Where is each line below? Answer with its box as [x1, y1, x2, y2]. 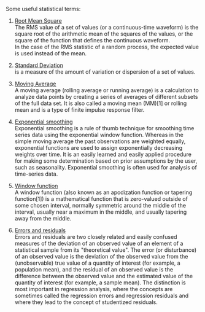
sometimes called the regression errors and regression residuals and [14, 292, 189, 299]
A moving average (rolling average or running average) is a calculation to [14, 87, 199, 94]
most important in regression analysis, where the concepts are [14, 286, 173, 292]
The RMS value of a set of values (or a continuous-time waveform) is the [14, 24, 199, 31]
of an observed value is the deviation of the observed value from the [14, 253, 188, 260]
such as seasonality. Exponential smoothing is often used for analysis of [14, 164, 197, 171]
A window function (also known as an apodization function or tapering [14, 189, 193, 196]
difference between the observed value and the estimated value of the [14, 273, 193, 279]
